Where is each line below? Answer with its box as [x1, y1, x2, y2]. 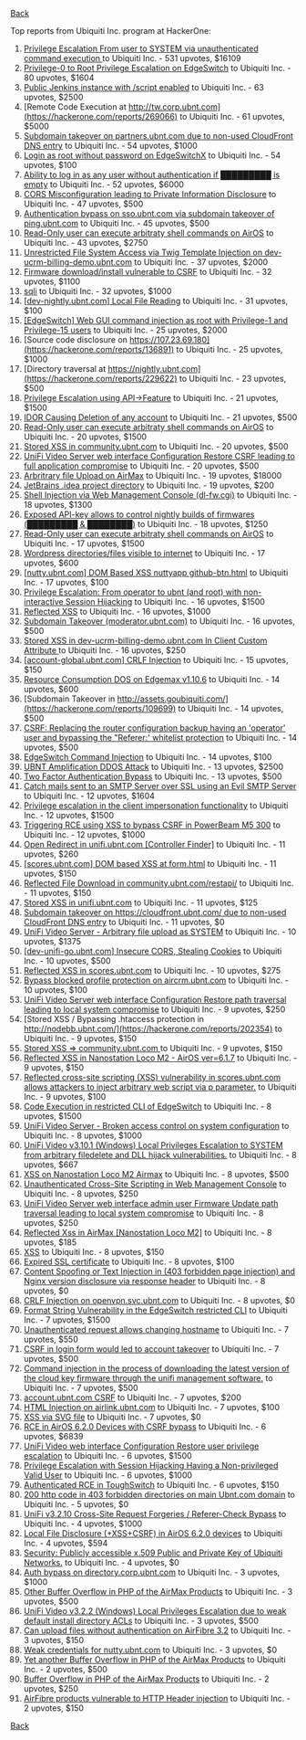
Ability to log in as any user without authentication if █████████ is [23, 169, 280, 180]
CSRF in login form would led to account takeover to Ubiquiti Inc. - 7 [23, 1344, 280, 1355]
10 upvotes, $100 [23, 985, 88, 995]
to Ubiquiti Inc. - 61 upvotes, [179, 111, 285, 121]
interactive [23, 596, 64, 606]
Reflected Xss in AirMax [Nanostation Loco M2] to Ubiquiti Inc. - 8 [23, 1228, 272, 1238]
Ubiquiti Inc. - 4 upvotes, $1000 [23, 1518, 143, 1529]
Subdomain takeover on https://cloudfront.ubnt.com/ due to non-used [23, 907, 287, 917]
